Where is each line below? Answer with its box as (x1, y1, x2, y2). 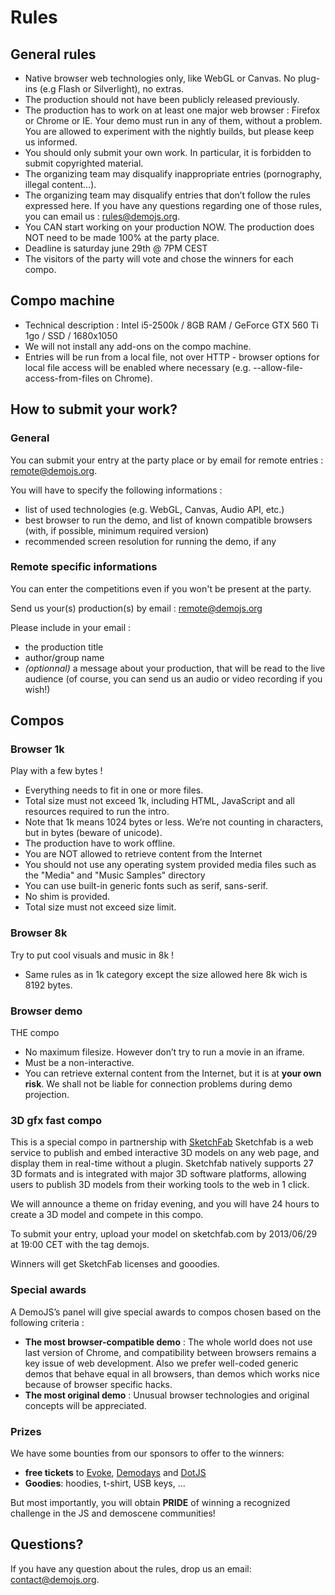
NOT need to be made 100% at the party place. (24, 232, 220, 243)
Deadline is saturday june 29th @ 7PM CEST (24, 242, 208, 254)
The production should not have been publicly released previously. (24, 94, 300, 105)
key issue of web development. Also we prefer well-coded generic (24, 1357, 299, 1369)
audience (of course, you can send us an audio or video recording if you (24, 672, 323, 685)
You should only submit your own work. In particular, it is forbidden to (24, 147, 312, 158)
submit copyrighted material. (24, 157, 144, 169)
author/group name (24, 651, 105, 663)
